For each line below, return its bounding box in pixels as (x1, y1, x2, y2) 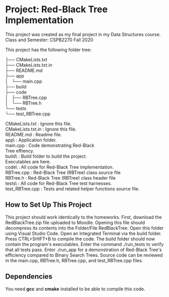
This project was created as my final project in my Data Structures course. (5, 31, 161, 37)
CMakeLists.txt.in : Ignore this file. (5, 126, 77, 132)
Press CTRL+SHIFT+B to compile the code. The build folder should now (5, 236, 155, 242)
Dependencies (5, 272, 52, 281)
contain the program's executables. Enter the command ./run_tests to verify (5, 241, 164, 247)
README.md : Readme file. (5, 131, 62, 137)
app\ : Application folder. (5, 137, 57, 143)
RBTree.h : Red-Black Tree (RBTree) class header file (5, 175, 116, 181)
